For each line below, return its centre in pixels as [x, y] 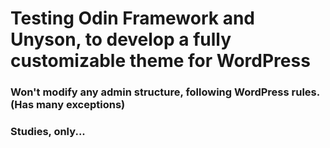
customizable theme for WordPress [160, 61]
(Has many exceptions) [68, 105]
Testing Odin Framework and [132, 18]
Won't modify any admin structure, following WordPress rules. [165, 92]
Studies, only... [48, 132]
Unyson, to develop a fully [121, 39]
